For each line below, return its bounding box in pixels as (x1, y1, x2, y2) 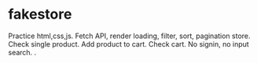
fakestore (8, 5, 72, 23)
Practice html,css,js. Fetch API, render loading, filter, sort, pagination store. (8, 31, 251, 40)
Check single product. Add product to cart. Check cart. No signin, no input (8, 39, 249, 48)
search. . (8, 47, 37, 57)
